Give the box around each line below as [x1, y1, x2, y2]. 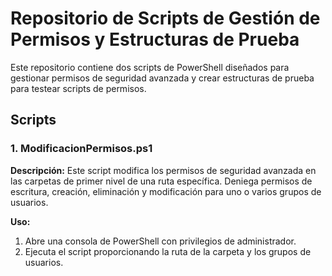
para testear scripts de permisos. [10, 82, 147, 94]
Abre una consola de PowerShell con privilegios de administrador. [24, 235, 297, 247]
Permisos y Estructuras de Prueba [10, 28, 300, 51]
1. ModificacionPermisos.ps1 [10, 142, 153, 156]
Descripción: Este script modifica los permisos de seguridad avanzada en [10, 164, 317, 176]
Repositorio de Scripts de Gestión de [10, 7, 321, 30]
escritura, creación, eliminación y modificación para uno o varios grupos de [10, 185, 322, 197]
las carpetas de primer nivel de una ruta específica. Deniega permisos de [10, 175, 313, 187]
